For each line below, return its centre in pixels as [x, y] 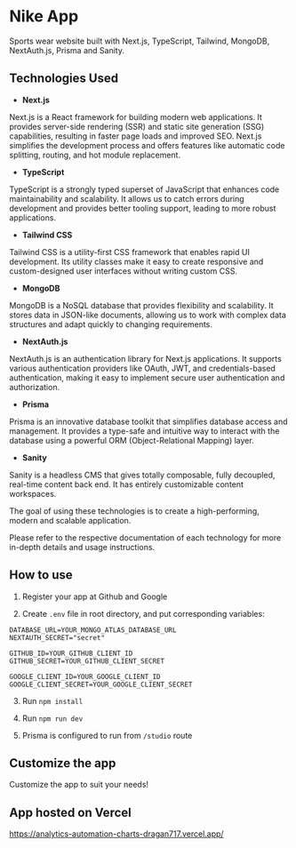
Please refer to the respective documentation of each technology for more [145, 537]
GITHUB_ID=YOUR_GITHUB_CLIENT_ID [71, 653]
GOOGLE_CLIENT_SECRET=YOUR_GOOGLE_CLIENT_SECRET [101, 684]
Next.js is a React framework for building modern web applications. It [136, 116]
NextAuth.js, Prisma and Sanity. [67, 50]
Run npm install [52, 700]
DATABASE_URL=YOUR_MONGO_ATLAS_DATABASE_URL [93, 630]
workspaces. [33, 493]
